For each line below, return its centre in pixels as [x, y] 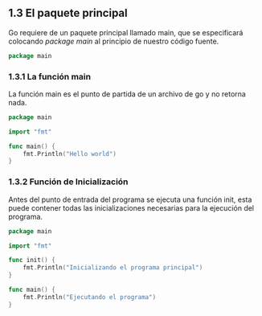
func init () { [32, 261]
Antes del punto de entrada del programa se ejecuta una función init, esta [130, 199]
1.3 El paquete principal [68, 13]
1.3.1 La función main [49, 76]
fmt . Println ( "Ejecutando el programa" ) [90, 297]
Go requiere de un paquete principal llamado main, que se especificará [126, 32]
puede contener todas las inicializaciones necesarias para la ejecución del [131, 207]
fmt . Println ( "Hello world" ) [70, 154]
